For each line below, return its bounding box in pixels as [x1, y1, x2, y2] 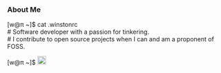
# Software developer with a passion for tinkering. [7, 28, 150, 36]
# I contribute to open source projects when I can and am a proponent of [7, 35, 214, 43]
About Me [7, 5, 41, 14]
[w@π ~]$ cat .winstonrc [7, 21, 78, 29]
